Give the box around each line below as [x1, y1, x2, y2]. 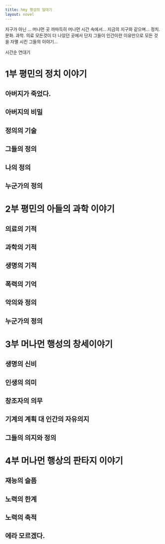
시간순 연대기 [5, 49, 31, 55]
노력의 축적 [5, 513, 37, 522]
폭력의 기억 [5, 280, 37, 288]
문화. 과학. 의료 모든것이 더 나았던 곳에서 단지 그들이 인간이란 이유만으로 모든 [5, 32, 153, 38]
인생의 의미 [5, 378, 37, 387]
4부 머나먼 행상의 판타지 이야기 [5, 455, 123, 467]
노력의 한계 [5, 495, 37, 503]
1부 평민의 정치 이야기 [5, 68, 87, 79]
